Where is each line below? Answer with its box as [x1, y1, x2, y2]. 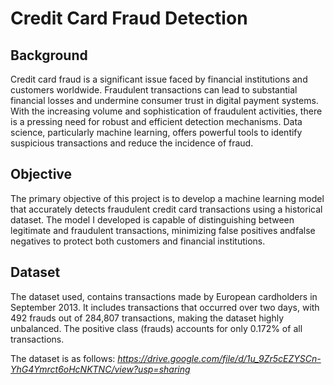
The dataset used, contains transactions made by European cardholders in [10, 290, 318, 302]
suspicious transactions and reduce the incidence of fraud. [10, 137, 254, 149]
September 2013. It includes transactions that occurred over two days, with [10, 301, 320, 313]
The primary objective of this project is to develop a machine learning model [10, 192, 325, 204]
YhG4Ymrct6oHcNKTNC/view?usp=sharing [10, 363, 191, 375]
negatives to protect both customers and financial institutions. [10, 235, 266, 247]
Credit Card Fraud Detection [10, 7, 248, 30]
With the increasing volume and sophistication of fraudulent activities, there [10, 105, 323, 117]
